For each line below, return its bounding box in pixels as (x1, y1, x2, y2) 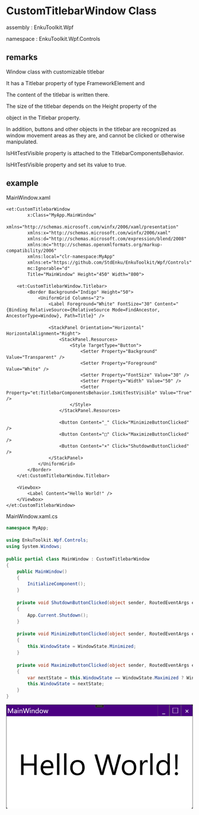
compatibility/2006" (6, 248, 57, 254)
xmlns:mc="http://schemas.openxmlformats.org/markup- (27, 242, 163, 248)
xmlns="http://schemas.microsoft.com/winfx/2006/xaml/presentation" (6, 224, 179, 230)
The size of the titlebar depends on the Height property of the (6, 102, 157, 110)
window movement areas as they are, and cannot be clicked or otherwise (6, 131, 185, 139)
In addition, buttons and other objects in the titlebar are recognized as (6, 126, 176, 133)
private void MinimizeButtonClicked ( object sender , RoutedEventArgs (17, 631, 190, 637)
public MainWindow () (17, 569, 68, 575)
